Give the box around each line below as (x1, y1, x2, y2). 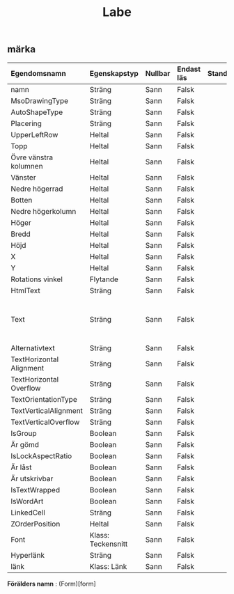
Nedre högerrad (10, 184, 63, 194)
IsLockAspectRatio (10, 451, 72, 460)
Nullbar (145, 68, 171, 78)
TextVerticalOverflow (10, 417, 80, 427)
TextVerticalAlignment (10, 405, 84, 415)
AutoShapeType (10, 107, 63, 117)
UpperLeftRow (10, 130, 58, 139)
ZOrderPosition (10, 519, 61, 529)
